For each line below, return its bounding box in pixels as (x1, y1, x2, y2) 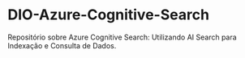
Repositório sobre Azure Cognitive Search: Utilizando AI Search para (7, 32, 237, 42)
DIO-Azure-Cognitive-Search (7, 6, 210, 24)
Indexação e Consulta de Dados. (7, 40, 117, 50)
